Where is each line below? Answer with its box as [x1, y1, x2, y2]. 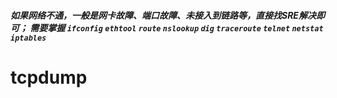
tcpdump [10, 66, 88, 89]
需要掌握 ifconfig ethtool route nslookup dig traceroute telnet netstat [29, 21, 324, 34]
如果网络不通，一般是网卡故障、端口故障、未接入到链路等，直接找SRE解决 [10, 9, 317, 21]
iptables [10, 33, 47, 43]
